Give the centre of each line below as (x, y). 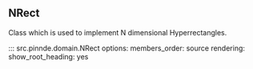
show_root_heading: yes (48, 56)
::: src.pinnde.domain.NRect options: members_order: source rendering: (127, 48)
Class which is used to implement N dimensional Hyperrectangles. (118, 32)
